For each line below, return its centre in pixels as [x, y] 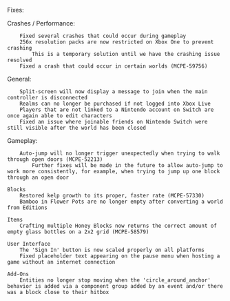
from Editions [28, 208]
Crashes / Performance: [41, 23]
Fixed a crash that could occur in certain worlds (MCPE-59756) [114, 66]
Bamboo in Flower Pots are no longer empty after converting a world [122, 202]
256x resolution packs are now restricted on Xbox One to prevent [117, 42]
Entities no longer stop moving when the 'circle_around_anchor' [115, 280]
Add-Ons [18, 274]
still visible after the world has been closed [77, 128]
